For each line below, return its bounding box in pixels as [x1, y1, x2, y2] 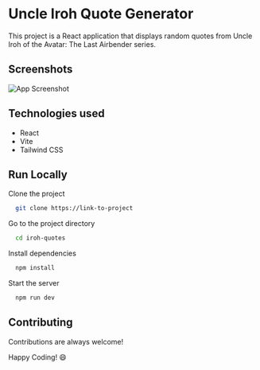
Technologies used [8, 107, 105, 120]
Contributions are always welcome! [8, 337, 124, 346]
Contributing [8, 316, 73, 329]
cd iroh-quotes [15, 234, 66, 243]
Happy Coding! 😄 [8, 352, 67, 362]
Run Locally [8, 168, 68, 181]
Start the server [8, 278, 60, 287]
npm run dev [15, 294, 56, 302]
